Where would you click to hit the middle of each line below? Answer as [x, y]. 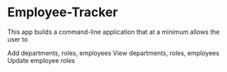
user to [18, 39]
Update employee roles [41, 60]
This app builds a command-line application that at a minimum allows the [113, 32]
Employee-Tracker [63, 12]
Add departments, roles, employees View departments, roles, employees [113, 53]
